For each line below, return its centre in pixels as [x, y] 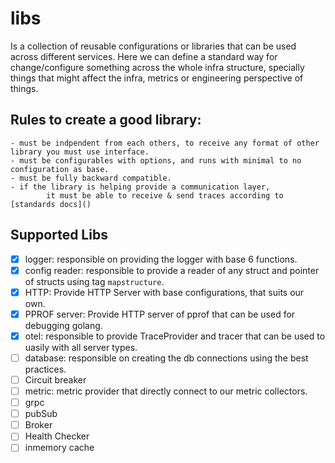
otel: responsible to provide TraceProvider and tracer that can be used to [175, 336]
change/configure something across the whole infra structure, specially [157, 67]
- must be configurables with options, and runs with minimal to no [156, 160]
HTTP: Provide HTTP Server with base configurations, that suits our [164, 292]
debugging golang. [63, 325]
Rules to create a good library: [106, 120]
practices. [45, 369]
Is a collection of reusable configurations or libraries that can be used [153, 46]
